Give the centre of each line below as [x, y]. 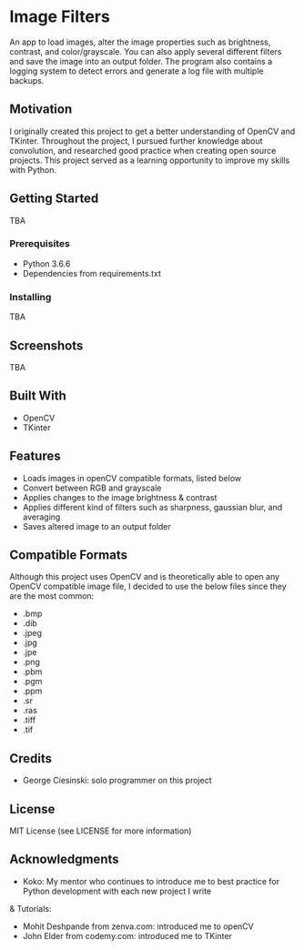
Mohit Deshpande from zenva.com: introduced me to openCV [138, 926]
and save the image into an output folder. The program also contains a [141, 61]
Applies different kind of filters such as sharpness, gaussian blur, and [152, 507]
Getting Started [54, 199]
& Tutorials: [30, 908]
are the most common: [52, 596]
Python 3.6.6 [46, 263]
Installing [30, 297]
